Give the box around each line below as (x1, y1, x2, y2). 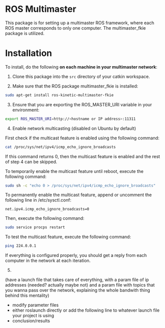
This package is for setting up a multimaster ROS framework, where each (5, 20, 155, 26)
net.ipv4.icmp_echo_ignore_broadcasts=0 (5, 206, 90, 212)
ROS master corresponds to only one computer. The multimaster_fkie (5, 25, 146, 31)
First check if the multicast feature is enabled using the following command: (5, 135, 160, 141)
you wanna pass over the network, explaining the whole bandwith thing (5, 287, 151, 293)
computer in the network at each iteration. (5, 258, 91, 264)
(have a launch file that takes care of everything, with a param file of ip (5, 277, 149, 283)
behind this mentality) (5, 292, 49, 298)
